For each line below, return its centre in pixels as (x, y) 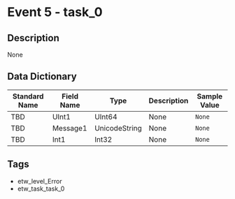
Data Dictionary (42, 76)
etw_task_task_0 (41, 189)
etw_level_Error (40, 181)
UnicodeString (118, 128)
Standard (28, 96)
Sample (210, 96)
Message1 (70, 128)
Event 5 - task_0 (55, 12)
